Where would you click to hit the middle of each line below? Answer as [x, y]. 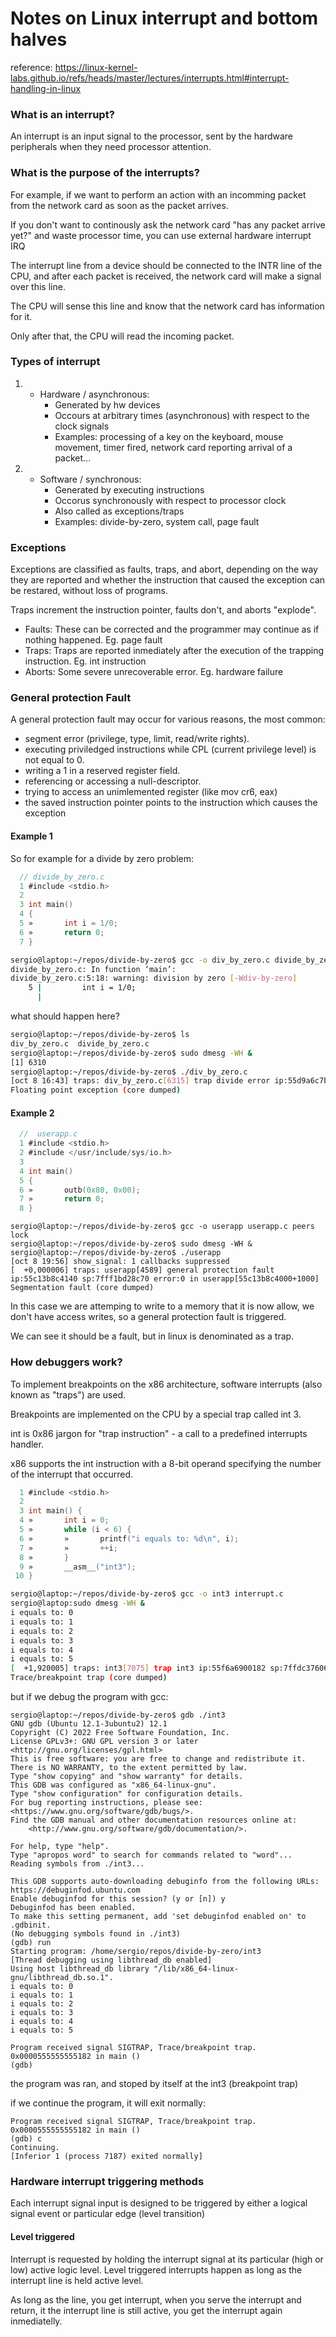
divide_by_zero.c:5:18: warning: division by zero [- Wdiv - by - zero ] [154, 978]
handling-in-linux [46, 88]
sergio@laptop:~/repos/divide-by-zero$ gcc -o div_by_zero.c [140, 960]
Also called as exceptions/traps [119, 511]
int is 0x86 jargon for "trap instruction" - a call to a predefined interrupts [159, 1433]
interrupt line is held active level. [77, 2280]
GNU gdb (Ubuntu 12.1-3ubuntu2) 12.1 [89, 1724]
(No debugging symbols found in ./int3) [96, 1934]
